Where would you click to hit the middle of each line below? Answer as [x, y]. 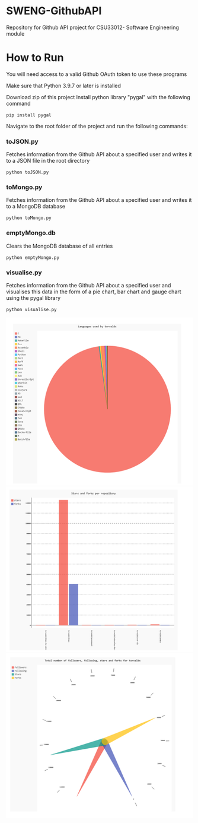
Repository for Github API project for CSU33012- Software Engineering [93, 27]
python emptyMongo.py [33, 257]
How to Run [35, 58]
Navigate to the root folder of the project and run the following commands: [97, 126]
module [15, 33]
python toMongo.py [29, 218]
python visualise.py [32, 310]
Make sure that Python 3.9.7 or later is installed [64, 86]
